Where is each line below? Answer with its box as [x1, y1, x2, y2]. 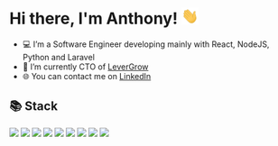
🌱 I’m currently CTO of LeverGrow [22, 61, 149, 72]
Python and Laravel [22, 52, 95, 63]
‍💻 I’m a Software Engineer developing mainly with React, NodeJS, [22, 39, 270, 50]
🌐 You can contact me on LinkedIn [22, 71, 152, 82]
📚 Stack [9, 98, 59, 114]
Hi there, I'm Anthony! [9, 8, 179, 29]
